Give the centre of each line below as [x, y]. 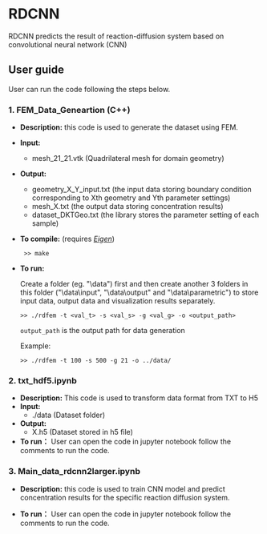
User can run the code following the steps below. [89, 89]
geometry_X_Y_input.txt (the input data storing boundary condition [142, 190]
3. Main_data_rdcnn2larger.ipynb [74, 472]
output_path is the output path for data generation [103, 331]
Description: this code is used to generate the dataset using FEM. [129, 127]
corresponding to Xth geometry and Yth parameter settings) [131, 198]
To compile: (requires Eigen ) [67, 239]
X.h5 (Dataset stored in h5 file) [83, 432]
